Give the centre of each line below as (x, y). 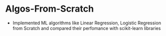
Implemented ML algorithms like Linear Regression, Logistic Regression (87, 23)
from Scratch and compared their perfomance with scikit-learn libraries (87, 28)
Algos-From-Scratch (50, 9)
